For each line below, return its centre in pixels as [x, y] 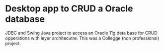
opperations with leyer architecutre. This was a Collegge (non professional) [82, 38]
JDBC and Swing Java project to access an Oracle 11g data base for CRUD [81, 33]
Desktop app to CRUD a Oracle [69, 9]
